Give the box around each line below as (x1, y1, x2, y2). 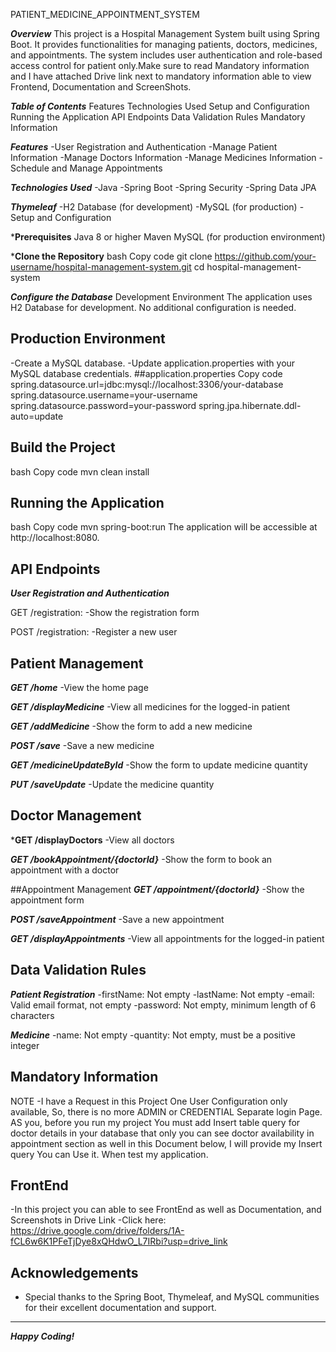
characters (10, 1009, 55, 1021)
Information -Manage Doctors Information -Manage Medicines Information (10, 152, 317, 163)
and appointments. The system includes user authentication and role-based (10, 49, 323, 61)
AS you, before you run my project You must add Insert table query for (10, 1116, 301, 1128)
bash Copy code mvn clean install (10, 465, 150, 478)
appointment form (10, 894, 85, 906)
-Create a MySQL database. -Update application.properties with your (10, 357, 296, 369)
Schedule (10, 162, 50, 174)
